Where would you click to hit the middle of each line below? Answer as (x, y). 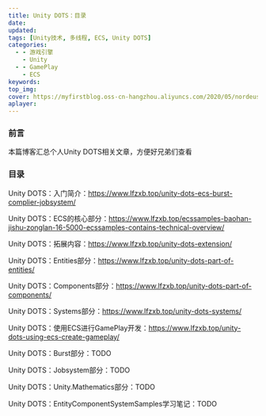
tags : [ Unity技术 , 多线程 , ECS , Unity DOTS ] (80, 38)
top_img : (23, 89)
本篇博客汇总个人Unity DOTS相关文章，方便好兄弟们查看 (100, 152)
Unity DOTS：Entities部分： (53, 260)
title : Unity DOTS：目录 (47, 15)
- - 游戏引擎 (34, 52)
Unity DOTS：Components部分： (62, 285)
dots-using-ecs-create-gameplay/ (64, 337)
